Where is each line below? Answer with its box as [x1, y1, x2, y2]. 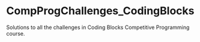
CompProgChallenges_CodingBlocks [6, 4, 195, 18]
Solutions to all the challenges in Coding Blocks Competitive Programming [6, 24, 190, 31]
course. [6, 30, 25, 37]
